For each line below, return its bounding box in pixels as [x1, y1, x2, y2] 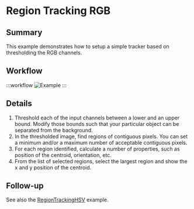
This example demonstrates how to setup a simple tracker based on [6, 43, 169, 50]
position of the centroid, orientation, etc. [14, 151, 112, 159]
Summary [6, 28, 43, 37]
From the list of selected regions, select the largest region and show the [14, 157, 188, 165]
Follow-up [6, 181, 44, 191]
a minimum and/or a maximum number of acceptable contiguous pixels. [14, 139, 188, 146]
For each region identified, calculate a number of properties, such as [14, 145, 180, 152]
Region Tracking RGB [6, 4, 111, 18]
